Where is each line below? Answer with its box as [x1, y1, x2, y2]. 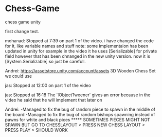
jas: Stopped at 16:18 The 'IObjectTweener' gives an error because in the [5, 92, 151, 98]
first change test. [5, 28, 39, 34]
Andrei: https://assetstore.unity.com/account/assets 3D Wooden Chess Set [5, 68, 156, 73]
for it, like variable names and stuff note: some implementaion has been [5, 43, 148, 49]
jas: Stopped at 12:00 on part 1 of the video [5, 82, 91, 88]
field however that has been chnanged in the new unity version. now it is [5, 53, 150, 59]
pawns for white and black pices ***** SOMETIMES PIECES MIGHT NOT [5, 117, 150, 122]
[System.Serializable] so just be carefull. [5, 58, 86, 64]
